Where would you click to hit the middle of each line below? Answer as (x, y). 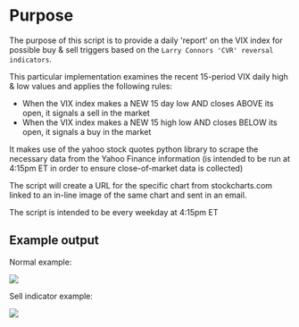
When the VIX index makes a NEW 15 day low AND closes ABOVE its (148, 103)
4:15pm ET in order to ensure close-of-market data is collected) (126, 168)
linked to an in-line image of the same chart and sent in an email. (128, 195)
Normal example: (41, 262)
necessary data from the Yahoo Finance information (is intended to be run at (149, 158)
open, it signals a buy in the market (87, 131)
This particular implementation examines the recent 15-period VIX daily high (149, 76)
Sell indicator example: (51, 296)
